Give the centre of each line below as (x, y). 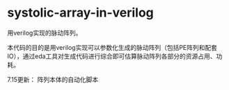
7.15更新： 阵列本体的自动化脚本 (53, 79)
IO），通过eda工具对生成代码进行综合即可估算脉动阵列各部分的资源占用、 (112, 56)
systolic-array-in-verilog (81, 13)
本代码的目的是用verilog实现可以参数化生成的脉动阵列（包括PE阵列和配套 (112, 47)
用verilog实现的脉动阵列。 (45, 33)
